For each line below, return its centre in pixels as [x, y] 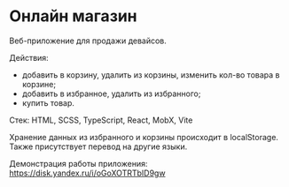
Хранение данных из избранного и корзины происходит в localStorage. [144, 137]
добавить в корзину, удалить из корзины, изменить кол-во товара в [151, 75]
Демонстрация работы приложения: [78, 163]
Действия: [29, 57]
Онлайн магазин [73, 16]
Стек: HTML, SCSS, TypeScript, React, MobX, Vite [101, 120]
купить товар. [48, 102]
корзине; [39, 84]
